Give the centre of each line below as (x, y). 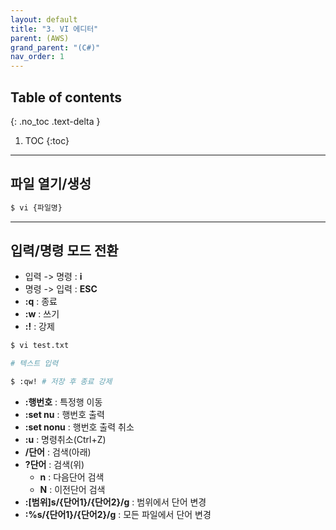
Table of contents (66, 97)
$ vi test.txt (40, 346)
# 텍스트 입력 (34, 364)
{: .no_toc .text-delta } (55, 121)
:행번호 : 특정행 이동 (63, 402)
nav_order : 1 (37, 57)
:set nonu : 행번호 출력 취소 (79, 427)
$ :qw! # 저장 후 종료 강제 (61, 382)
